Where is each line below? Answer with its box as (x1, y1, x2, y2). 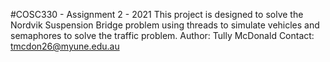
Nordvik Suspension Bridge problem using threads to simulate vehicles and (10, 19, 320, 31)
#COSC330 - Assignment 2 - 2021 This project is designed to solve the (10, 9, 304, 20)
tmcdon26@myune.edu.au (10, 40, 120, 52)
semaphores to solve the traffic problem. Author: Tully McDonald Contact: (10, 30, 315, 41)
